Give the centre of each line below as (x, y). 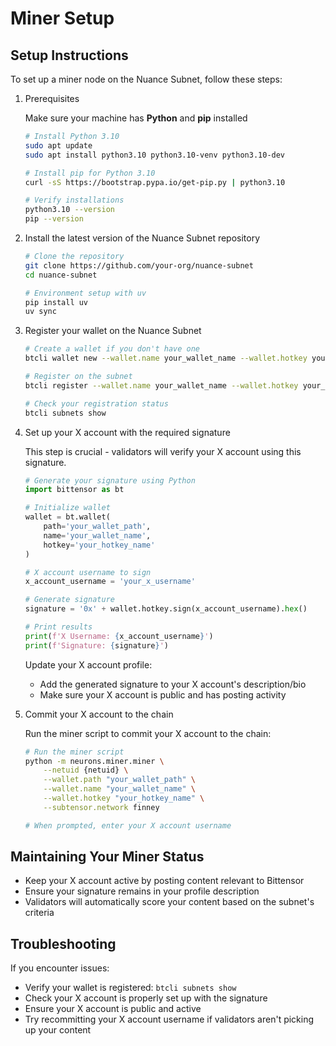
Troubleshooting (63, 943)
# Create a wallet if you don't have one (112, 349)
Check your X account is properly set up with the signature (146, 998)
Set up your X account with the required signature (127, 432)
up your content (58, 1030)
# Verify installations (74, 200)
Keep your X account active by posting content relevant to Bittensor (164, 881)
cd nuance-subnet (61, 275)
